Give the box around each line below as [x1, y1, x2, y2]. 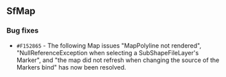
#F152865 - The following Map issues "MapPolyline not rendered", [16, 41, 202, 50]
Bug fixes [6, 26, 39, 35]
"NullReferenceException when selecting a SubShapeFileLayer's [16, 48, 199, 57]
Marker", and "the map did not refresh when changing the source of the [16, 56, 220, 64]
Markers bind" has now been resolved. [16, 63, 126, 71]
